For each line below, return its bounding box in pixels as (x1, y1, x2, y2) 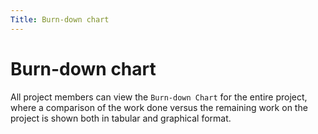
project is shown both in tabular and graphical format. (10, 112, 232, 124)
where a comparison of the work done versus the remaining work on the (10, 101, 308, 113)
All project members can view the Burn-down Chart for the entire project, (10, 91, 308, 103)
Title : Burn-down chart (10, 14, 110, 25)
